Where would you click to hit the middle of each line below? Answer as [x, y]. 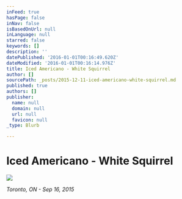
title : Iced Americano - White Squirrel [59, 69]
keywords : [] [23, 46]
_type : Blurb [23, 126]
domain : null [28, 108]
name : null [26, 103]
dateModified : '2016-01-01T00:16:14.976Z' [61, 63]
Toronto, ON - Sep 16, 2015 [40, 189]
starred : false [26, 40]
